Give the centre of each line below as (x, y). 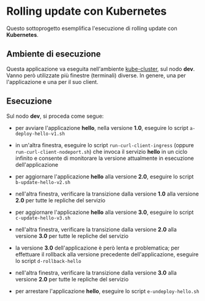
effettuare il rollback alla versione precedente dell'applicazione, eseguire (107, 254)
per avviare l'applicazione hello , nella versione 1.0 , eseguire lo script (102, 128)
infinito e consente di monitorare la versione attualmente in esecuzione (105, 158)
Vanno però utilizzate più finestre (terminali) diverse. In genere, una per (96, 75)
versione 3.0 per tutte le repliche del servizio (72, 236)
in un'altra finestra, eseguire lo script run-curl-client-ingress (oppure (104, 145)
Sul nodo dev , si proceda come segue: (55, 116)
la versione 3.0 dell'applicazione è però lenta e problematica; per (97, 248)
